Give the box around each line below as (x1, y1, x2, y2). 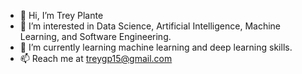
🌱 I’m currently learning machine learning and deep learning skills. (19, 41, 293, 53)
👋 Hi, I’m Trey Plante (19, 10, 104, 21)
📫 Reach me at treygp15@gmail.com (19, 53, 173, 64)
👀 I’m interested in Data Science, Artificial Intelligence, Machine (19, 20, 281, 32)
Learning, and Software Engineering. (19, 31, 172, 42)
